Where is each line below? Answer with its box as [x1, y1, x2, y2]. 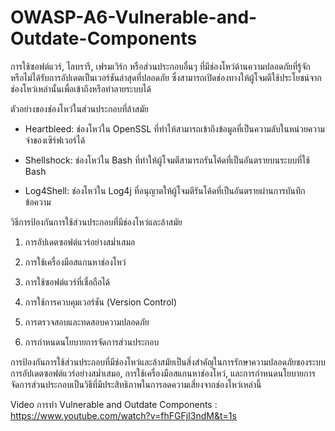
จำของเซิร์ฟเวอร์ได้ [24, 134, 86, 146]
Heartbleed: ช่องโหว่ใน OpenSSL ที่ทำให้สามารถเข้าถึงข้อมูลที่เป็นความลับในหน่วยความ [24, 122, 325, 135]
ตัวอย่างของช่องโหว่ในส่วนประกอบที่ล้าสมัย [10, 102, 149, 115]
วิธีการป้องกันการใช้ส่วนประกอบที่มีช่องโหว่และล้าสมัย [10, 216, 183, 228]
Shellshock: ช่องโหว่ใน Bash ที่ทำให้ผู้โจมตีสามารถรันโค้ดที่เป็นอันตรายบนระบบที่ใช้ [24, 154, 310, 166]
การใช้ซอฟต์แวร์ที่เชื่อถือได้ [24, 276, 111, 288]
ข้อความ [24, 196, 52, 208]
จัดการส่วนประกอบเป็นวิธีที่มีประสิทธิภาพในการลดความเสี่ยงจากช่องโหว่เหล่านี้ [10, 378, 262, 390]
